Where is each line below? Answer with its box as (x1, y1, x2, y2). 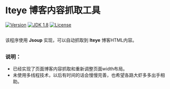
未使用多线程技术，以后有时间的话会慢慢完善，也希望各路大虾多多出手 (12, 72, 161, 78)
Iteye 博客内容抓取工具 (5, 5, 101, 16)
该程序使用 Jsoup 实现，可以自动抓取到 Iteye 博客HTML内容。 (5, 37, 137, 43)
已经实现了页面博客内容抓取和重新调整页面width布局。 (12, 66, 128, 72)
